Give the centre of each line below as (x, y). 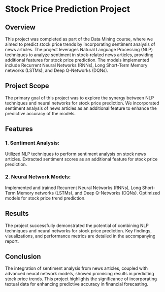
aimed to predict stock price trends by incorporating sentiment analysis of (80, 44)
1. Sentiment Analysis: (33, 143)
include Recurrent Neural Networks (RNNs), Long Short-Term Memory (76, 65)
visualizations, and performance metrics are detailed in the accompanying (80, 236)
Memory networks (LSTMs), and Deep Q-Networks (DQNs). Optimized (88, 193)
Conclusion (23, 257)
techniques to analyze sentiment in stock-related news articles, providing (79, 55)
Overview (20, 27)
